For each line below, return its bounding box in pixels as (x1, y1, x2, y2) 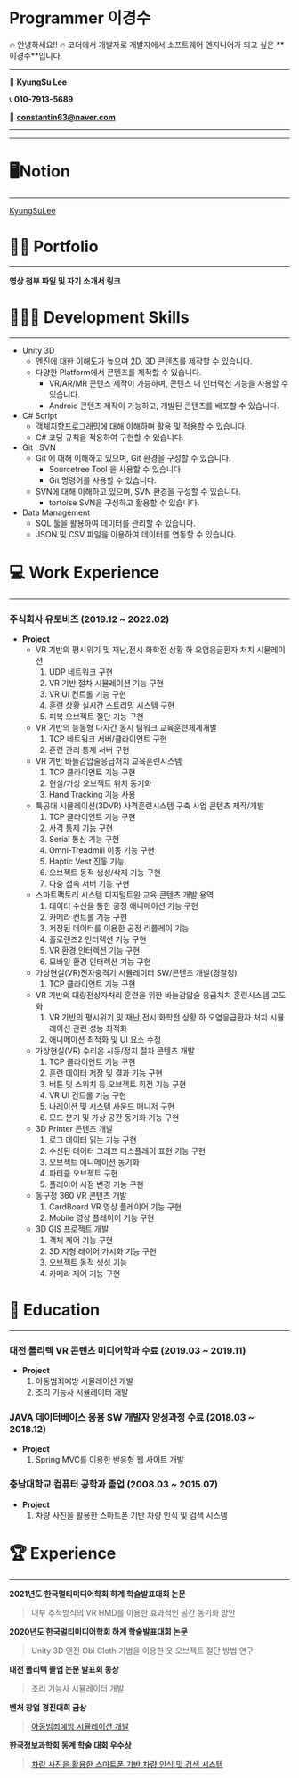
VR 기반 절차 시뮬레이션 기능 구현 (48, 677, 165, 688)
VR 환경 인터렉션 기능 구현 (48, 945, 141, 955)
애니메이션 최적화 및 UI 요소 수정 (48, 1034, 162, 1045)
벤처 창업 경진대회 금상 (9, 1701, 87, 1712)
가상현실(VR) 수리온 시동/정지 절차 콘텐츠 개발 (35, 1045, 196, 1056)
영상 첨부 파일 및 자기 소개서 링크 (9, 275, 122, 286)
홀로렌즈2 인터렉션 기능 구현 (48, 933, 147, 945)
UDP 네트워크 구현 (48, 666, 114, 677)
